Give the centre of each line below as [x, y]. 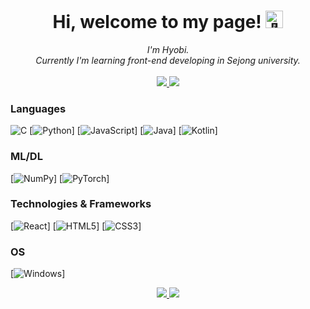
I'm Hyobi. [168, 49]
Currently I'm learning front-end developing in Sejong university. [168, 60]
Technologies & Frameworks [81, 204]
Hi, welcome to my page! [157, 22]
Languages [38, 108]
